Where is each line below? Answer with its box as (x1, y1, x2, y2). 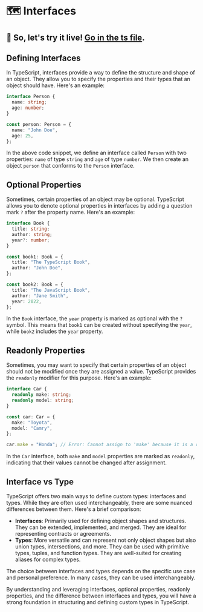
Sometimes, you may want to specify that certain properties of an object (6, 361, 187, 369)
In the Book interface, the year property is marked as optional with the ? (6, 315, 183, 322)
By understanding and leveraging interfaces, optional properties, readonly (6, 585, 190, 593)
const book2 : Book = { (6, 281, 63, 288)
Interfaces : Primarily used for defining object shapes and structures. (14, 517, 187, 524)
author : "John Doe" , (11, 265, 63, 271)
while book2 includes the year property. (6, 327, 103, 335)
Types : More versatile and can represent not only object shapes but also (14, 536, 196, 544)
